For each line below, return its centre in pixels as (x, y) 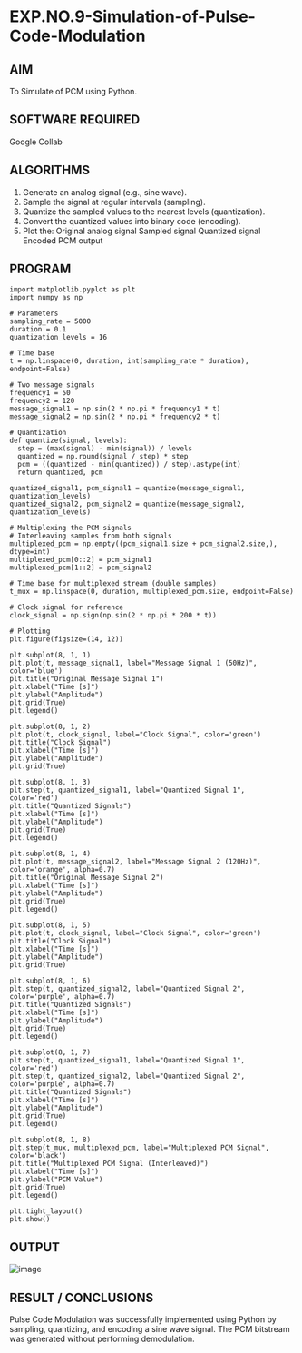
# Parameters (34, 314)
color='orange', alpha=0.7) (63, 870)
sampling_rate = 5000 (50, 321)
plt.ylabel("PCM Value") (56, 1180)
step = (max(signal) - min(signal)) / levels (105, 449)
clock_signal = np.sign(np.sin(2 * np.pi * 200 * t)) (113, 616)
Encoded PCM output (63, 240)
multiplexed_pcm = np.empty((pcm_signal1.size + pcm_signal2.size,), (144, 544)
